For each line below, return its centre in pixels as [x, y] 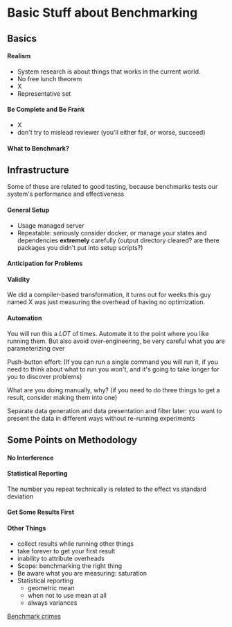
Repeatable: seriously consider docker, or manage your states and [112, 233]
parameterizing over [36, 348]
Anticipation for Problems [45, 264]
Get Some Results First [41, 512]
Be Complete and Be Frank [46, 110]
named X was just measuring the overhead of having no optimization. [106, 302]
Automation [25, 318]
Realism [19, 56]
